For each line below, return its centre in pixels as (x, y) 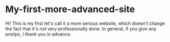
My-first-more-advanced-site (70, 9)
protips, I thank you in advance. (38, 34)
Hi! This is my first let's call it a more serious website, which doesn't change (85, 23)
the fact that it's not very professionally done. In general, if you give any (81, 28)
